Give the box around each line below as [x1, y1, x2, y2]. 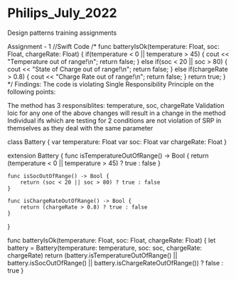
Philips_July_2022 [7, 5, 117, 21]
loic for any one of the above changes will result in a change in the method [7, 109, 226, 117]
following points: [7, 87, 56, 96]
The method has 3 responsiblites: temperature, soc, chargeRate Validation [7, 101, 225, 109]
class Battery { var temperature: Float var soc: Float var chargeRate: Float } [7, 137, 227, 146]
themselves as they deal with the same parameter [7, 123, 154, 132]
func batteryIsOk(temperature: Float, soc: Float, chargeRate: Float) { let [7, 236, 216, 244]
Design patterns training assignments [7, 28, 117, 37]
